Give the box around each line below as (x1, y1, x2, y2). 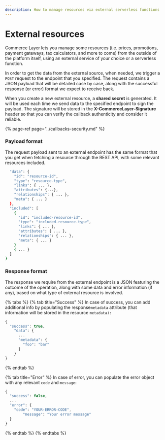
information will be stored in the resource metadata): (5, 309, 112, 315)
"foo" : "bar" (23, 342, 50, 347)
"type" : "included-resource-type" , (18, 220, 92, 225)
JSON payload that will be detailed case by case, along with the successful (5, 80, 158, 86)
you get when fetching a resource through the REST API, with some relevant (5, 154, 160, 160)
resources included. (5, 160, 46, 166)
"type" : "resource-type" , (14, 178, 67, 183)
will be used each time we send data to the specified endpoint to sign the (5, 101, 154, 106)
